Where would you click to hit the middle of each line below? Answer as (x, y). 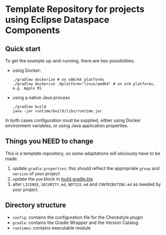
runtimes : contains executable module (52, 228)
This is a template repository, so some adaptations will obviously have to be (83, 153)
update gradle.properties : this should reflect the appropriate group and (86, 168)
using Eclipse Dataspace (57, 20)
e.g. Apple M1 (27, 88)
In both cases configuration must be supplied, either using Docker (73, 120)
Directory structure (36, 205)
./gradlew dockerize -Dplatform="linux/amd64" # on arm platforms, (84, 84)
